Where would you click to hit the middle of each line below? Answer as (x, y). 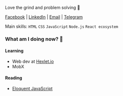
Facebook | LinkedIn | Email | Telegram (44, 17)
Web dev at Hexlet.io (33, 61)
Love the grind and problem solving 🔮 (43, 8)
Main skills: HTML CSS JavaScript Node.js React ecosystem (61, 26)
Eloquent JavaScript (32, 89)
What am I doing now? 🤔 (34, 39)
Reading (14, 77)
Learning (14, 51)
